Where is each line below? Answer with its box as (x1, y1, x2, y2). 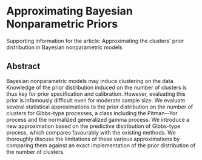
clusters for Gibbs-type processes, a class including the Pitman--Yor (6, 109, 178, 116)
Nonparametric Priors (6, 17, 118, 31)
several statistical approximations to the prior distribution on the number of (6, 103, 194, 110)
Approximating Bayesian (6, 4, 133, 18)
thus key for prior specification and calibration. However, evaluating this (6, 90, 186, 98)
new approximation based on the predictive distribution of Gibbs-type (6, 122, 181, 130)
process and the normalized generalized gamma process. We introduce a (6, 116, 190, 123)
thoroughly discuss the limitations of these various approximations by (6, 135, 180, 142)
